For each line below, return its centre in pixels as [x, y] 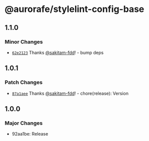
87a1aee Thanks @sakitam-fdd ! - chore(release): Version [70, 93]
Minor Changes [24, 42]
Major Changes [24, 123]
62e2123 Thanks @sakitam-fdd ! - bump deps [57, 52]
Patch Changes [24, 82]
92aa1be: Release [30, 134]
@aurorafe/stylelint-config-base [74, 9]
